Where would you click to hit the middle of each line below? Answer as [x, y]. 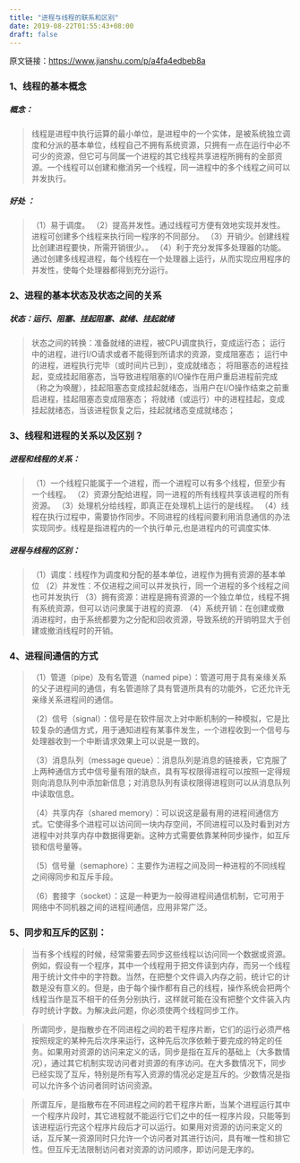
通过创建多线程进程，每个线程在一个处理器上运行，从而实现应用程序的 [161, 259]
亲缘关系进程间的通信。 [74, 700]
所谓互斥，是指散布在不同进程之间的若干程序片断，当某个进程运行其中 [161, 1104]
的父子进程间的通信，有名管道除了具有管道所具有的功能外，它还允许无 [161, 688]
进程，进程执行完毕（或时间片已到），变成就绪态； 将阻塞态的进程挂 [164, 365]
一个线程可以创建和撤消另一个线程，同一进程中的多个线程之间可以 [169, 168]
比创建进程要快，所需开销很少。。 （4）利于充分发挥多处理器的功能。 [159, 248]
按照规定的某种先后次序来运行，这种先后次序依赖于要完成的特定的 [153, 1040]
